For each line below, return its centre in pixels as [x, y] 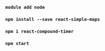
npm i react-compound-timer [39, 31]
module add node [25, 7]
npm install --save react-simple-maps [53, 19]
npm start [17, 43]
